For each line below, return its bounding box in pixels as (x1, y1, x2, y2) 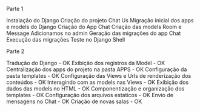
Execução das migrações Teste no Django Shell (6, 36, 125, 43)
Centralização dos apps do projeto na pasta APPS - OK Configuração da (6, 66, 187, 73)
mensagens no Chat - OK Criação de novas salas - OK (6, 98, 142, 105)
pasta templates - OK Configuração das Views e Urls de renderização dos (6, 72, 192, 79)
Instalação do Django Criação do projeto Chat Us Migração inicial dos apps (6, 17, 194, 24)
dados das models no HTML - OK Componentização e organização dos (6, 85, 185, 92)
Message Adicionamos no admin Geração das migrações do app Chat (6, 30, 181, 37)
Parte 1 (6, 5, 24, 12)
